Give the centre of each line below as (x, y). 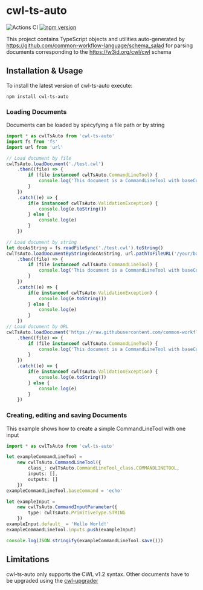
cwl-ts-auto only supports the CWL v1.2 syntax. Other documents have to (98, 574)
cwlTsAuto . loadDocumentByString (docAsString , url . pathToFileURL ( (90, 254)
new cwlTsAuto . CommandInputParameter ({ (67, 507)
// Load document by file (39, 158)
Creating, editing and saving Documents (67, 415)
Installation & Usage (45, 71)
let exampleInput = (31, 502)
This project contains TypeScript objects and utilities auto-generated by (96, 39)
